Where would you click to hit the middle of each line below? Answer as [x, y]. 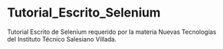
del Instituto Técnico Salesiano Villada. [62, 39]
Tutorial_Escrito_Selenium [84, 13]
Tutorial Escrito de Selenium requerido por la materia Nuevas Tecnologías [112, 32]
